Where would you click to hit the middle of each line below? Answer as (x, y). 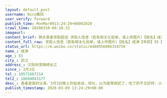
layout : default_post (28, 10)
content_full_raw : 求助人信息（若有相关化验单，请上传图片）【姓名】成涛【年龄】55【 (84, 42)
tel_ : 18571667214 (24, 74)
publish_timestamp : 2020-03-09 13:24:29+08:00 (54, 88)
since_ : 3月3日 (20, 70)
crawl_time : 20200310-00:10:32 (38, 28)
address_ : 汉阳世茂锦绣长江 (31, 65)
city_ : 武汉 (17, 60)
